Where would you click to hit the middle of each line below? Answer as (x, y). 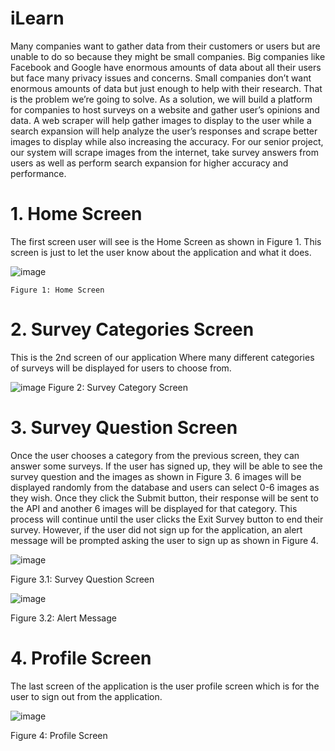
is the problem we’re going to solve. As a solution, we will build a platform (161, 99)
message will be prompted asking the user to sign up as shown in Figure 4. (164, 540)
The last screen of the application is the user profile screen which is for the (165, 686)
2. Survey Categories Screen (132, 329)
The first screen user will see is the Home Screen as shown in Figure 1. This (166, 241)
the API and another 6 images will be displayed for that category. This (154, 508)
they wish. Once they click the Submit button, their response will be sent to (164, 498)
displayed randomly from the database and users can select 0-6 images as (165, 487)
